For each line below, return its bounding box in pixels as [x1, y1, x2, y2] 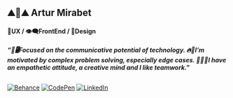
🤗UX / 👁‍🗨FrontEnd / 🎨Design [7, 27, 97, 35]
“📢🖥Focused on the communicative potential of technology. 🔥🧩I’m [7, 45, 205, 54]
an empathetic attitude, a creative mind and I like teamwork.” [7, 63, 190, 71]
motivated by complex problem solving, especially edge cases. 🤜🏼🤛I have [7, 55, 227, 64]
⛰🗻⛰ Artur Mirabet [7, 7, 92, 19]
